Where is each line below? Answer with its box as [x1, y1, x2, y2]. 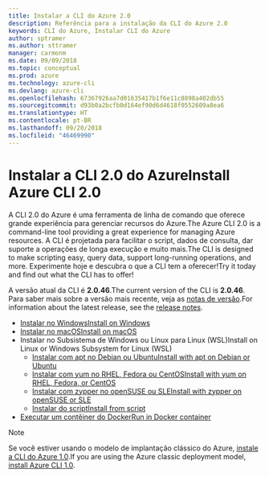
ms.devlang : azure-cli [8, 86, 84, 95]
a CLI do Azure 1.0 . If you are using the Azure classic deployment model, [8, 451, 247, 461]
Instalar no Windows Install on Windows [19, 318, 151, 327]
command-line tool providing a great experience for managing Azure [8, 227, 235, 236]
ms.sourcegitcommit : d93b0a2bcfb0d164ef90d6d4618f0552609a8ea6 [8, 101, 225, 109]
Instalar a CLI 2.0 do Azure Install [8, 166, 230, 184]
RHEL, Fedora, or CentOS [31, 377, 116, 387]
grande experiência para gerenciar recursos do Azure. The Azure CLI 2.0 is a [8, 218, 261, 228]
